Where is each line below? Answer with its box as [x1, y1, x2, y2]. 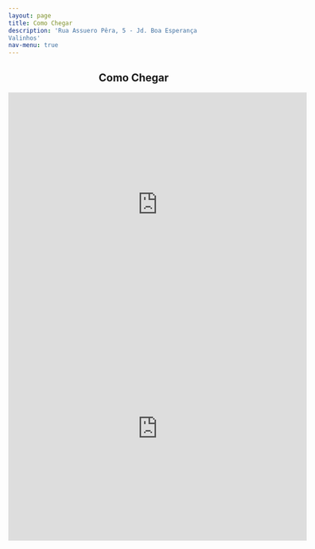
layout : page [8, 11, 52, 20]
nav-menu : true [8, 41, 59, 49]
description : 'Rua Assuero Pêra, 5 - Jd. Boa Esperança [8, 26, 197, 34]
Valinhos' [8, 33, 41, 42]
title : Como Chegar [8, 19, 73, 27]
